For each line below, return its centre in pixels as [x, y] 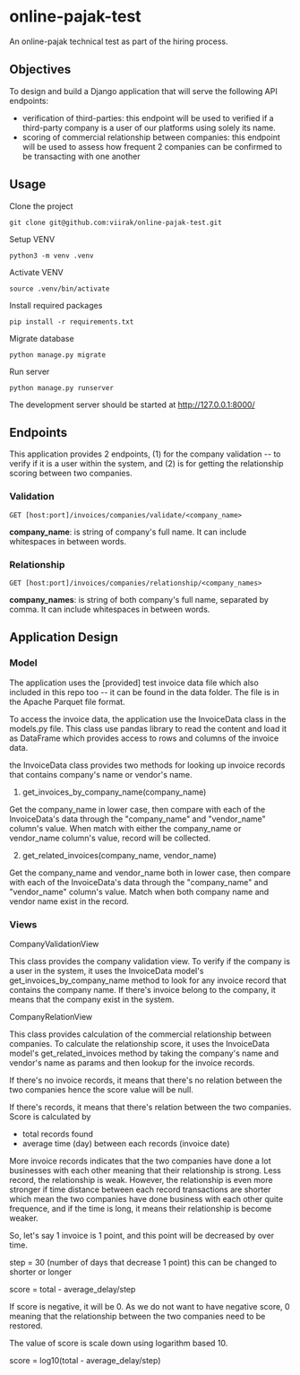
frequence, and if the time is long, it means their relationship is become [141, 1208]
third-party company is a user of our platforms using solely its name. [149, 127]
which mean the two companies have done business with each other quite [146, 1198]
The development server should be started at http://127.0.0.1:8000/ [132, 405]
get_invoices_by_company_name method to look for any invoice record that [148, 980]
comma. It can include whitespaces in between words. [110, 609]
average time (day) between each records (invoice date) [126, 1143]
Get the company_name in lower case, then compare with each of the [137, 809]
